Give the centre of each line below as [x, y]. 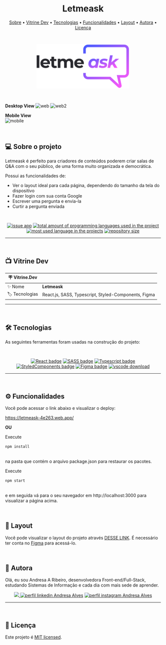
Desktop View [20, 106]
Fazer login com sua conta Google [47, 196]
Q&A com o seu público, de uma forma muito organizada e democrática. [79, 166]
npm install [17, 447]
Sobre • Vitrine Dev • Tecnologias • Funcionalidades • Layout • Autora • [83, 22]
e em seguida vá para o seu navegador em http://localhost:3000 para [76, 495]
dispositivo [23, 191]
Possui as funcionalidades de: [36, 176]
